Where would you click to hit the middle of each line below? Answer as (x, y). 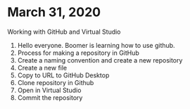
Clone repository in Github (56, 82)
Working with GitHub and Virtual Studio (64, 32)
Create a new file (42, 68)
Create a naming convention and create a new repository (100, 60)
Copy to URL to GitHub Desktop (63, 75)
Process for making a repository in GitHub (78, 53)
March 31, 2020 (54, 12)
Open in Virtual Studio (49, 90)
